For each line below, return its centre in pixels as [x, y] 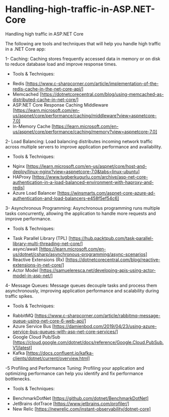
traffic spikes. [19, 296]
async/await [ [27, 249]
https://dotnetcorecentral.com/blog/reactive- [114, 260]
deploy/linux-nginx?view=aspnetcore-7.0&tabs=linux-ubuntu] [76, 172]
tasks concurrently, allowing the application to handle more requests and [80, 213]
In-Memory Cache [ [33, 126]
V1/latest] [22, 348]
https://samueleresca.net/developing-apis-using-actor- [98, 270]
